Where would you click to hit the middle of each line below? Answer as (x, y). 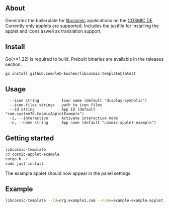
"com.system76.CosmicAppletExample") (45, 114)
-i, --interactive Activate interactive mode (64, 118)
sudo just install (24, 164)
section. (14, 64)
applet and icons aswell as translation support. (54, 31)
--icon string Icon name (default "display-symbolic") (78, 101)
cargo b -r (17, 159)
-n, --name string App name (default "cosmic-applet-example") (83, 123)
